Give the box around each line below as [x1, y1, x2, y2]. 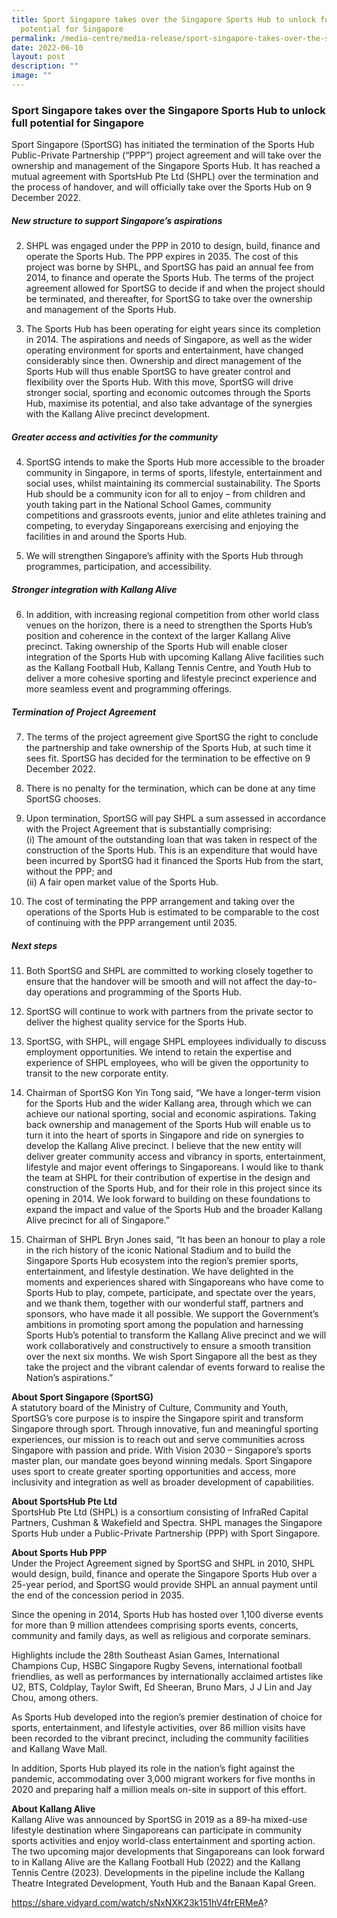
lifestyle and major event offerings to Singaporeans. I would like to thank [25, 1161, 324, 1173]
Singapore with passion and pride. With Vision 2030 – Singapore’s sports [11, 1444, 312, 1456]
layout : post [11, 52, 66, 62]
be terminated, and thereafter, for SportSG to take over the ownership [25, 293, 313, 305]
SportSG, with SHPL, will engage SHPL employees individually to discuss [25, 1036, 327, 1048]
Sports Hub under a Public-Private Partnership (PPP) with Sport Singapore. [11, 1527, 321, 1540]
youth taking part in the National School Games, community [25, 499, 272, 511]
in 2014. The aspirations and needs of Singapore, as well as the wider [25, 334, 313, 346]
